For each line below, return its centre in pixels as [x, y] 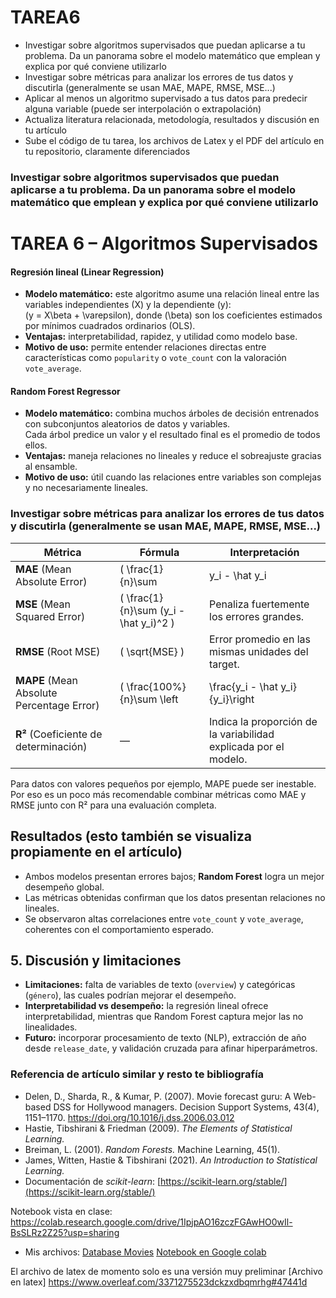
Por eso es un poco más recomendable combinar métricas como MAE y [158, 794]
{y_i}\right [232, 699]
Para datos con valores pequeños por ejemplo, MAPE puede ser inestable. [163, 783]
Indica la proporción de [263, 721]
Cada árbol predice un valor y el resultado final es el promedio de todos [172, 435]
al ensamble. [51, 467]
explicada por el [247, 746]
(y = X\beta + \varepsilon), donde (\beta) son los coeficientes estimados [173, 315]
